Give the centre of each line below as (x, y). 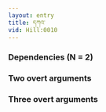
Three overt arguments (53, 99)
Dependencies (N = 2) (51, 57)
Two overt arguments (50, 78)
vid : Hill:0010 (33, 30)
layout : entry (31, 15)
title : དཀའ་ (27, 23)
